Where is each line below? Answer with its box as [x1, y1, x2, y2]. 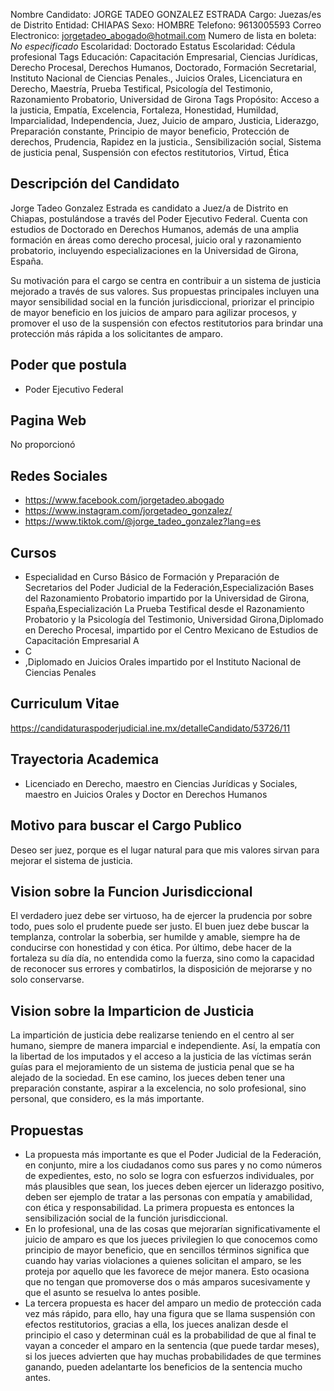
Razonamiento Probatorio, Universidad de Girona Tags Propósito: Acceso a [10, 94, 320, 105]
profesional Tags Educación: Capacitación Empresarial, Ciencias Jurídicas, [10, 51, 318, 63]
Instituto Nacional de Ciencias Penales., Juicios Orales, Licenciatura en [10, 72, 303, 84]
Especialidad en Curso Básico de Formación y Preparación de [24, 571, 280, 583]
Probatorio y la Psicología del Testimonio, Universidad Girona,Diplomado [24, 614, 324, 626]
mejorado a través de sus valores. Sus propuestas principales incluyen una [10, 285, 320, 297]
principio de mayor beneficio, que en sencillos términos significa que [24, 1244, 310, 1256]
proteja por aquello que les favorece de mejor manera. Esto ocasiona [24, 1265, 310, 1277]
